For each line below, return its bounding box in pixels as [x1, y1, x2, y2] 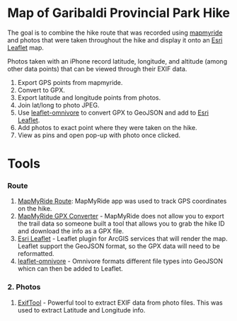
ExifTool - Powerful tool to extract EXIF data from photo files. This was [17, 298, 223, 307]
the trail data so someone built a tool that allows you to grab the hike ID [17, 219, 225, 228]
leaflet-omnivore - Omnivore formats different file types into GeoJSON [17, 257, 223, 266]
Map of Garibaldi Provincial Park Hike [7, 5, 231, 21]
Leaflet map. [7, 43, 45, 52]
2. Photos [7, 282, 41, 292]
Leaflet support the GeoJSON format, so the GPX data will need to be [17, 242, 221, 250]
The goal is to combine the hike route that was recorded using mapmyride [7, 28, 223, 37]
